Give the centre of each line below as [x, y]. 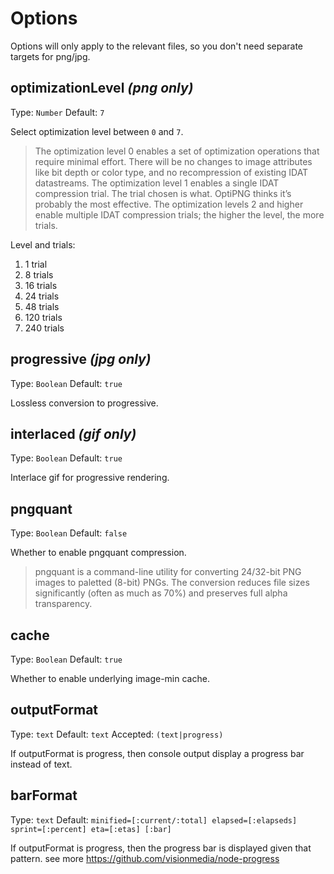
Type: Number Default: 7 [57, 112]
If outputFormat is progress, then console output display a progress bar [157, 753]
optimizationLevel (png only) [102, 88]
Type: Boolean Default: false [69, 533]
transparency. [63, 604]
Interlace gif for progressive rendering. [90, 478]
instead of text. [41, 764]
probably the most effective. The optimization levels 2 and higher [169, 204]
